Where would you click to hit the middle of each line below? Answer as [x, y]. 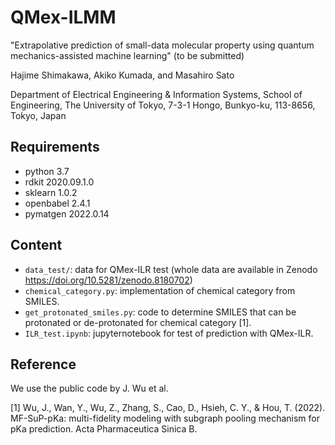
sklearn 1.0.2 [51, 192]
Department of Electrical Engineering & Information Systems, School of [156, 94]
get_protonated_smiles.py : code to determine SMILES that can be [160, 312]
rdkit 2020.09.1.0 [59, 182]
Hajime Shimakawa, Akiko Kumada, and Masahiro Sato [122, 75]
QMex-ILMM [63, 17]
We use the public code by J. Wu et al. [89, 388]
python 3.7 [47, 171]
